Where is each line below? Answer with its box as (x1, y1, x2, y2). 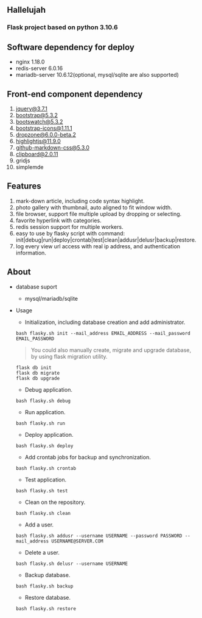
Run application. (24, 408, 66, 415)
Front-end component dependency (7, 88, 143, 99)
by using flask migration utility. (30, 353, 108, 360)
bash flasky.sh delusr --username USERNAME (15, 561, 128, 567)
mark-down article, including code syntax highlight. (15, 197, 145, 204)
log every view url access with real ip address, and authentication (15, 242, 181, 250)
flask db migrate (15, 370, 60, 376)
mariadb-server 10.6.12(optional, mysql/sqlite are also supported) (15, 71, 179, 79)
